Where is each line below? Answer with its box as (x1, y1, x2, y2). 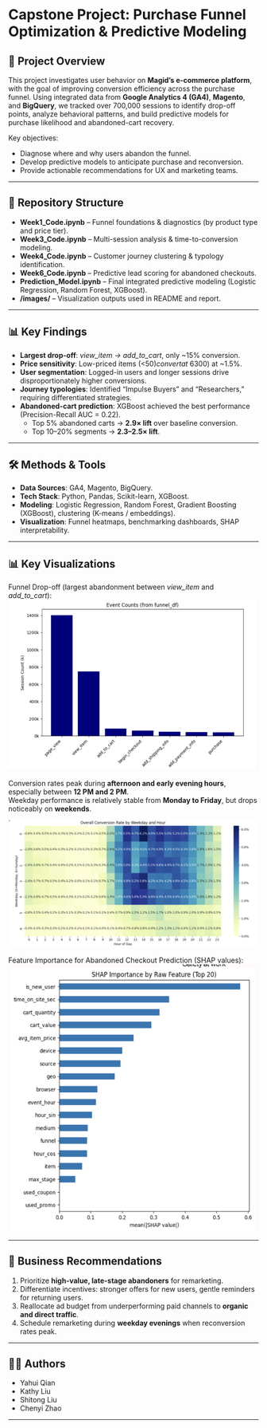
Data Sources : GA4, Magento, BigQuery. (19, 483, 153, 493)
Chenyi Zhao (19, 1403, 62, 1413)
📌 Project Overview (8, 54, 106, 68)
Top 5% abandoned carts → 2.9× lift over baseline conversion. (31, 418, 238, 427)
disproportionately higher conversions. (19, 376, 147, 385)
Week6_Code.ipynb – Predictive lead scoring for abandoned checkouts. (19, 268, 257, 277)
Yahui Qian (19, 1378, 56, 1388)
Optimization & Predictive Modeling (8, 22, 247, 41)
